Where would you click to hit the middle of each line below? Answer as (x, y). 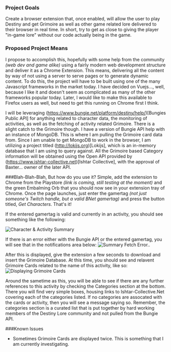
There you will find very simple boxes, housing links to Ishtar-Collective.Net (85, 291)
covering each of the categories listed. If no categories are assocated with (84, 297)
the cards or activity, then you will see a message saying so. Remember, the (85, 302)
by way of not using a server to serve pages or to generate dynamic (77, 76)
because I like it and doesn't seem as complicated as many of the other (81, 92)
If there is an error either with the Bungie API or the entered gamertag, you (84, 239)
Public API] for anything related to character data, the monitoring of (76, 118)
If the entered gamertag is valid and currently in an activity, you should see (84, 214)
